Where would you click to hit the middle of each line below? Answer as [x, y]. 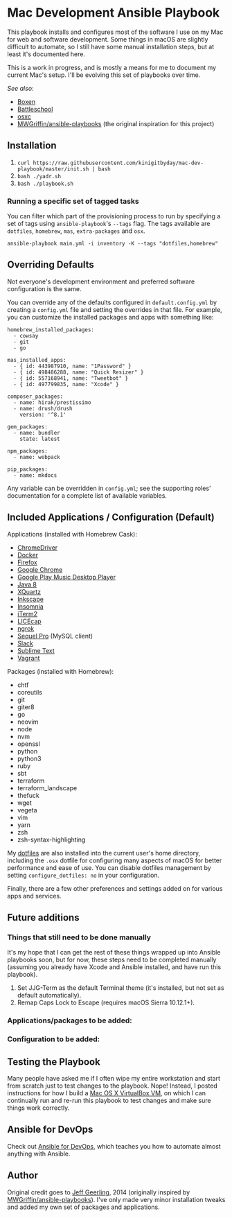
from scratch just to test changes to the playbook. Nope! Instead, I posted [113, 1086]
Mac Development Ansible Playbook [114, 13]
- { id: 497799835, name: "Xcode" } [66, 384]
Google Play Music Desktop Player [66, 577]
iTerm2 [27, 614]
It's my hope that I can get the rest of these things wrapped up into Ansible [114, 952]
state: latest [40, 439]
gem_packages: [28, 427]
